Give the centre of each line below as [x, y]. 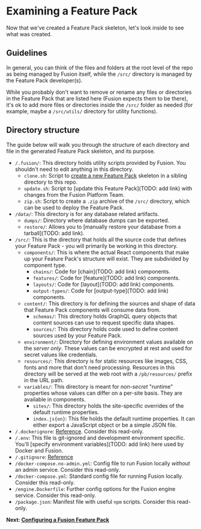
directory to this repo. [51, 182]
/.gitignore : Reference [44, 457]
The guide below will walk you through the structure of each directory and [98, 144]
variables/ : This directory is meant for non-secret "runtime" [98, 386]
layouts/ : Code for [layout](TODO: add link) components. [104, 284]
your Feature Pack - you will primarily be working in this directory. [96, 246]
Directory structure [43, 130]
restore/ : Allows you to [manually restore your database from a [102, 226]
